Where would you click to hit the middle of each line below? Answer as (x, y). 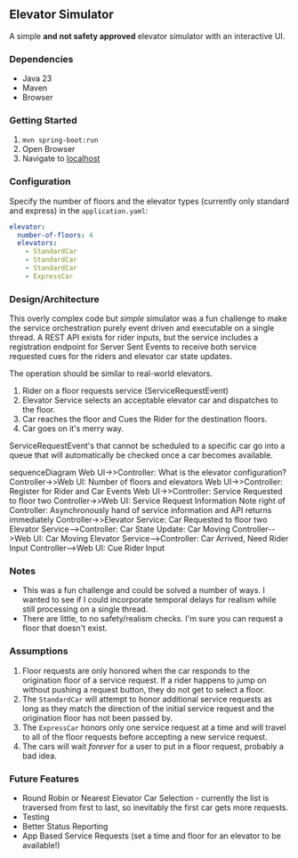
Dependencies (41, 59)
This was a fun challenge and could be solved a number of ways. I (143, 590)
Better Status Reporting (65, 827)
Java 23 (37, 78)
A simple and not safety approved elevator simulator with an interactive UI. (147, 36)
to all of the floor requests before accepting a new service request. (145, 736)
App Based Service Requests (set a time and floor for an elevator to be (152, 836)
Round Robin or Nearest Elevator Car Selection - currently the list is (145, 798)
